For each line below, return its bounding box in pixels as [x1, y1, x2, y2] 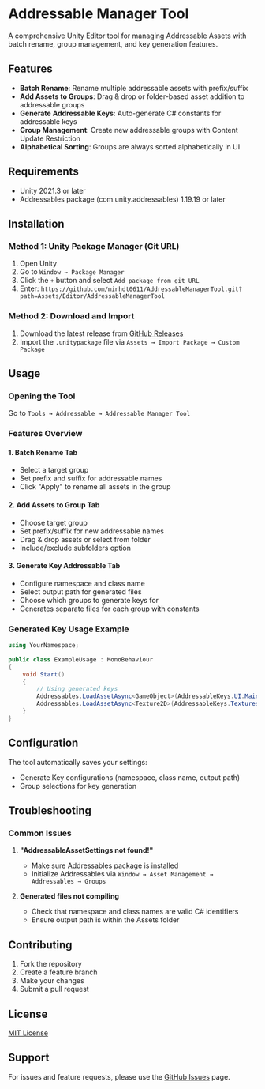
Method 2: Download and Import [8, 311, 135, 322]
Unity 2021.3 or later [19, 186, 87, 195]
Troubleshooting [8, 804, 92, 818]
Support [8, 1051, 50, 1065]
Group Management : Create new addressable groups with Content [19, 125, 238, 134]
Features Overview [8, 428, 83, 439]
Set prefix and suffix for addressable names [19, 473, 162, 483]
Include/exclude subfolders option [19, 543, 132, 552]
